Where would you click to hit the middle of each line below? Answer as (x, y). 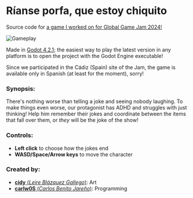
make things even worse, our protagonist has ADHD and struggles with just (96, 108)
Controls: (20, 135)
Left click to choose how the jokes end (61, 148)
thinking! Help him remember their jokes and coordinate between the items (96, 114)
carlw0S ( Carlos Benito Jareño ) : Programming (71, 188)
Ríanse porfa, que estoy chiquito (87, 11)
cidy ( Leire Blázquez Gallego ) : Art (56, 182)
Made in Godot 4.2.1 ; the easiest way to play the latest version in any (89, 49)
